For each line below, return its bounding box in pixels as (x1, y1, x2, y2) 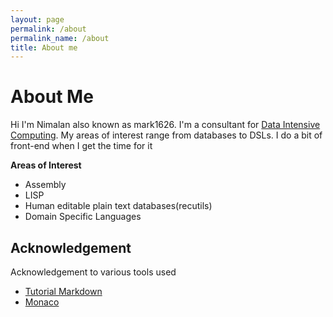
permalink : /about (10, 24, 87, 34)
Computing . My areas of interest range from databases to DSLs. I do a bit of (10, 129, 323, 141)
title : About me (10, 42, 78, 53)
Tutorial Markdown (24, 286, 103, 297)
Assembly (24, 179, 67, 191)
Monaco (24, 296, 60, 308)
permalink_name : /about (10, 33, 110, 43)
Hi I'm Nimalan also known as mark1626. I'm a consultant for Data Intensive (10, 119, 321, 131)
